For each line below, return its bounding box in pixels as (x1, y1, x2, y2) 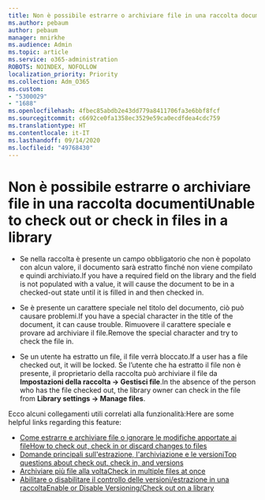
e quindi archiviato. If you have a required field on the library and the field (19, 271, 256, 280)
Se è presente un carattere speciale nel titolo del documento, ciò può (19, 303, 244, 313)
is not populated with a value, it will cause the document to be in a (19, 280, 235, 289)
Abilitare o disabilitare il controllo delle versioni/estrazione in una (19, 475, 230, 484)
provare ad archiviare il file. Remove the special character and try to (19, 329, 238, 338)
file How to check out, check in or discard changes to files (19, 442, 207, 451)
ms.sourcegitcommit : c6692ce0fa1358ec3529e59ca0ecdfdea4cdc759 (8, 115, 221, 122)
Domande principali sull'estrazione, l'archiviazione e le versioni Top (19, 449, 237, 459)
